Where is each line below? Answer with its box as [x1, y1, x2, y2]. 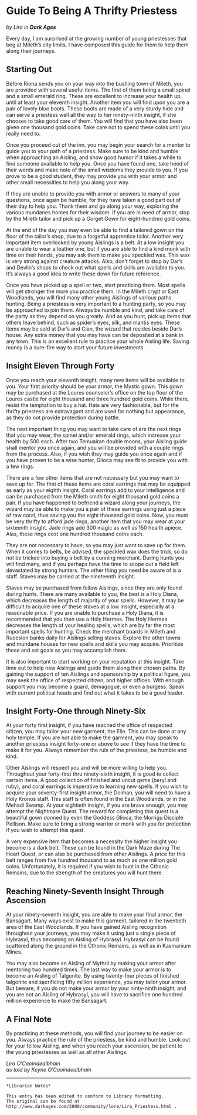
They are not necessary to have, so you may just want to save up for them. [6, 541, 186, 548]
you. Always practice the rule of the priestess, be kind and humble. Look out [6, 1036, 191, 1043]
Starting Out [6, 65, 52, 75]
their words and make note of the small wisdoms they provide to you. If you [6, 166, 188, 173]
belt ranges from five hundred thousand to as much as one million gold [6, 857, 178, 864]
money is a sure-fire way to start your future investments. [6, 343, 145, 351]
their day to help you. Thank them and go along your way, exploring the [6, 203, 179, 210]
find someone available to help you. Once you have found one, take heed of [6, 160, 189, 167]
